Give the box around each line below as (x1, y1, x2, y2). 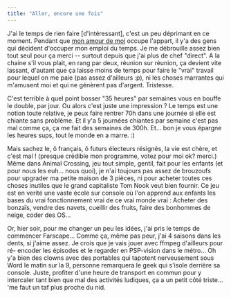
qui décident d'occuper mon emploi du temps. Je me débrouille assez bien (7, 44, 220, 52)
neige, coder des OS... (7, 211, 71, 219)
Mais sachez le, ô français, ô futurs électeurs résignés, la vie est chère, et (7, 144, 218, 152)
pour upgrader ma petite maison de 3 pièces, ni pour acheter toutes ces (7, 174, 212, 182)
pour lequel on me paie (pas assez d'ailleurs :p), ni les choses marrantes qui (7, 73, 225, 82)
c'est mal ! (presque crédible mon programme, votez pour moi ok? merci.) (7, 152, 217, 160)
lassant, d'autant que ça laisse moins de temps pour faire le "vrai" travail (7, 66, 214, 74)
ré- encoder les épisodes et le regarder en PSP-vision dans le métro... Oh (7, 246, 216, 254)
